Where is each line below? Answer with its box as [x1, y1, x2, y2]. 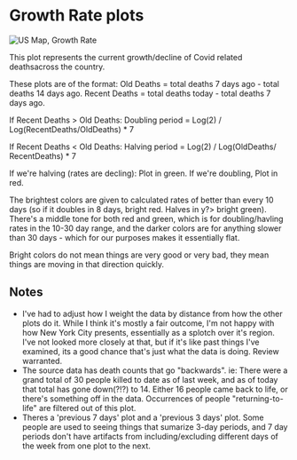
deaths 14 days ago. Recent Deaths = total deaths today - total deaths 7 [9, 88, 271, 99]
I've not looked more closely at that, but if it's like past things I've [21, 337, 260, 347]
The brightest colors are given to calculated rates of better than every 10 [9, 194, 274, 205]
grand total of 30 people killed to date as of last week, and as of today [21, 374, 278, 385]
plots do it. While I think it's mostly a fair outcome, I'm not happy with [21, 317, 275, 329]
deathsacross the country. [9, 61, 106, 72]
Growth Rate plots [9, 5, 145, 26]
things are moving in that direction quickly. [9, 258, 165, 269]
